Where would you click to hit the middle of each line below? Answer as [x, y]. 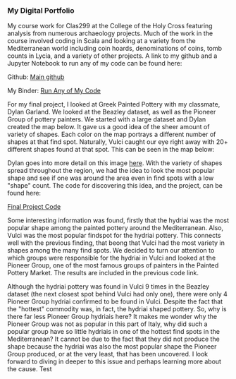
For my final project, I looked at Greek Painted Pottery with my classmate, [114, 104]
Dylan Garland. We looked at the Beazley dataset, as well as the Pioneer [112, 112]
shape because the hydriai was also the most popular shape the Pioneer [112, 347]
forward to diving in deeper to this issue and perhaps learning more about [114, 361]
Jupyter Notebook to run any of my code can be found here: [95, 64]
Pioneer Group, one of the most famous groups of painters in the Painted [113, 265]
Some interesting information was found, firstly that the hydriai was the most [118, 220]
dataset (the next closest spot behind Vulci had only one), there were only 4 [117, 294]
